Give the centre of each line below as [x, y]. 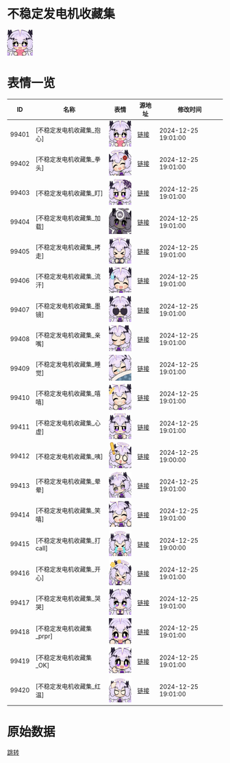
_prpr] [44, 636]
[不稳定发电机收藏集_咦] [69, 456]
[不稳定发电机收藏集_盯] [69, 193]
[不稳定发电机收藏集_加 [68, 218]
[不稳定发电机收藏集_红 [68, 686]
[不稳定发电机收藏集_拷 [68, 247]
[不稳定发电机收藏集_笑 [68, 510]
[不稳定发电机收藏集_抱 [68, 130]
